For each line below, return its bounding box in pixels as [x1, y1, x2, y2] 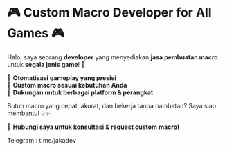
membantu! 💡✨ [7, 109, 51, 117]
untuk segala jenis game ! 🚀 [7, 60, 86, 68]
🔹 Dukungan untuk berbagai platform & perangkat [7, 88, 154, 97]
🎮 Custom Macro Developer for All [7, 5, 212, 21]
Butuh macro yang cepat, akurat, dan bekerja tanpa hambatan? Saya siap [7, 101, 217, 110]
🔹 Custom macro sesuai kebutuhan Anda [7, 81, 127, 89]
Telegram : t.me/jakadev [7, 136, 76, 144]
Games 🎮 [7, 26, 65, 41]
